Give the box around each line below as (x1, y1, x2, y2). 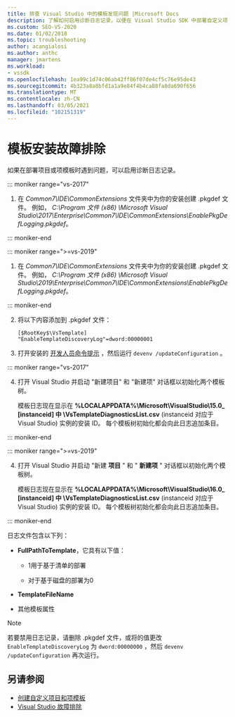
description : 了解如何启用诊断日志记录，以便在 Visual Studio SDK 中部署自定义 (7, 17, 223, 24)
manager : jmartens (7, 56, 61, 63)
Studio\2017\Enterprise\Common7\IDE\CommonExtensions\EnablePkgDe (17, 211, 228, 219)
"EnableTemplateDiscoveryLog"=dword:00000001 (17, 335, 153, 342)
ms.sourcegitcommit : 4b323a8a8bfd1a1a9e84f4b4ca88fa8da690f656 (7, 82, 196, 89)
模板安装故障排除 (7, 141, 107, 157)
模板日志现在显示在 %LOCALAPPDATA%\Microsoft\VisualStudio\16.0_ (17, 485, 225, 493)
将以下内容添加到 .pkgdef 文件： (17, 315, 112, 324)
